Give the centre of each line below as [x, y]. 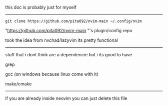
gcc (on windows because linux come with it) [52, 74]
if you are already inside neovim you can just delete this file [66, 98]
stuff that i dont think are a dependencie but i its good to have [69, 55]
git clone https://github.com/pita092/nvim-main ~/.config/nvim [73, 21]
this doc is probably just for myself [41, 7]
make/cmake [18, 84]
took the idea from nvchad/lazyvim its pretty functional [62, 40]
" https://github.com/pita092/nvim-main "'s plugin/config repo [69, 30]
